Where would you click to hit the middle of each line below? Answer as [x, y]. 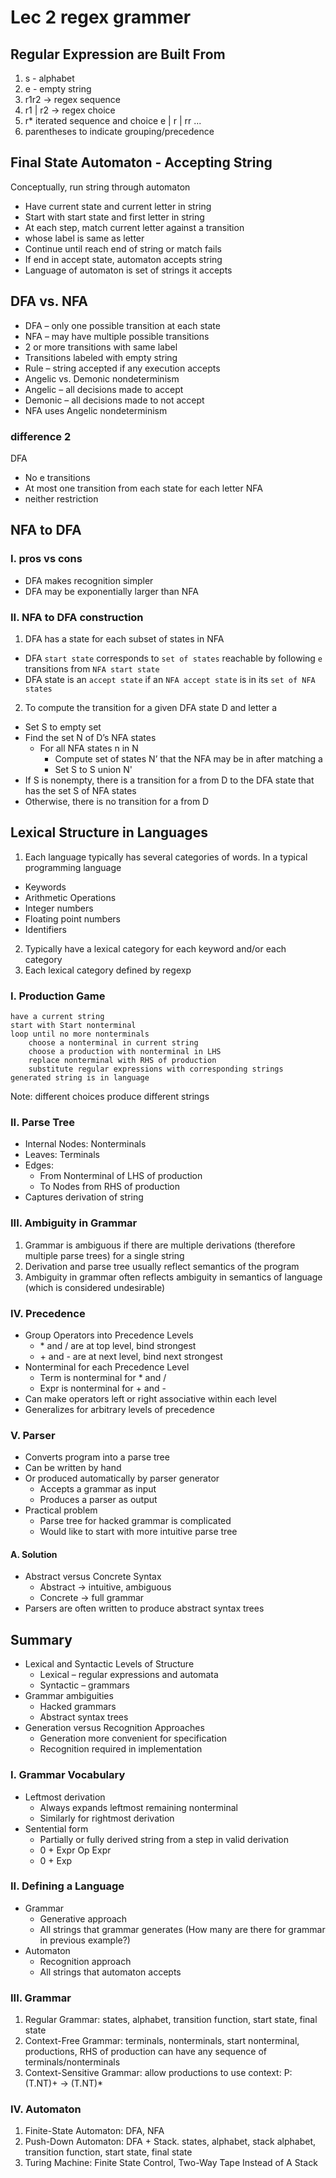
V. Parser [33, 1435]
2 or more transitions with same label [101, 347]
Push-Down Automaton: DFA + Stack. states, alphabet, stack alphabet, [170, 2142]
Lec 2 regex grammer [101, 17]
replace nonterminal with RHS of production [122, 1061]
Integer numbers [59, 908]
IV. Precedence [48, 1313]
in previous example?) [85, 1940]
